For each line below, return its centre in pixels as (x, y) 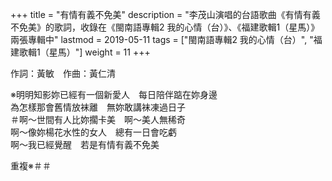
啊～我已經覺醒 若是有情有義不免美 (85, 144)
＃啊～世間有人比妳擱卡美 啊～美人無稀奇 (98, 119)
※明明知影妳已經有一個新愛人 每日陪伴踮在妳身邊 (114, 94)
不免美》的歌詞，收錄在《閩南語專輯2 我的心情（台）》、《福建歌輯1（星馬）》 (165, 27)
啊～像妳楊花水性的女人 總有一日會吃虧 (93, 132)
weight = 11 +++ (117, 52)
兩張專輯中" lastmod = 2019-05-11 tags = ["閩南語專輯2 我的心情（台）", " (162, 39)
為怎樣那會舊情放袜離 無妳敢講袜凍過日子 (98, 107)
